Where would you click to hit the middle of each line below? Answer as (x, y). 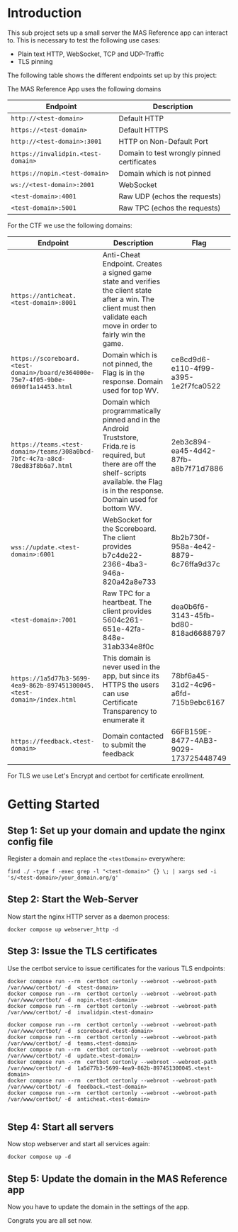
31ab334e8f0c (128, 646)
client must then (129, 308)
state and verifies (131, 281)
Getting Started (54, 804)
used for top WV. (131, 390)
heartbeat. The (127, 602)
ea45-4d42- (193, 450)
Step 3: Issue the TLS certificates (83, 951)
